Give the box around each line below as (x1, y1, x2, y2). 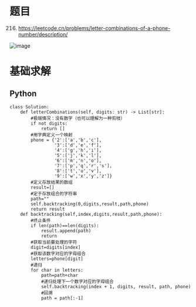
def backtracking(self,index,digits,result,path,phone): (20, 211, 163, 217)
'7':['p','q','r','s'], (54, 162, 113, 169)
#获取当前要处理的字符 (31, 239, 77, 245)
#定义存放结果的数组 (31, 179, 73, 185)
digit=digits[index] (31, 244, 81, 250)
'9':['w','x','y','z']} (54, 173, 113, 179)
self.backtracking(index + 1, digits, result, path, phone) (40, 283, 191, 289)
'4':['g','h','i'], (54, 147, 102, 153)
